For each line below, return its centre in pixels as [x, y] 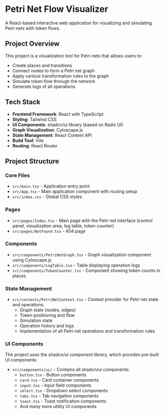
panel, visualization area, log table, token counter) [63, 226]
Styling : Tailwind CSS [34, 119]
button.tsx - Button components [53, 375]
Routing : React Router [35, 145]
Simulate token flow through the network [54, 81]
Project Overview [32, 44]
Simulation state [36, 321]
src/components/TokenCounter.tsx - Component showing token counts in [86, 270]
